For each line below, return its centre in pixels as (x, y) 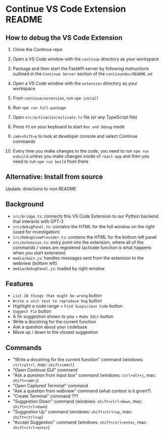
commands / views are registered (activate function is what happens (82, 248)
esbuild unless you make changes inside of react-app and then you (81, 156)
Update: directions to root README (41, 188)
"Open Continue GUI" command (45, 370)
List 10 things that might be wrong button (57, 296)
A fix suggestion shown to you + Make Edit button (63, 316)
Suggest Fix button (32, 311)
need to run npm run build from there (51, 161)
